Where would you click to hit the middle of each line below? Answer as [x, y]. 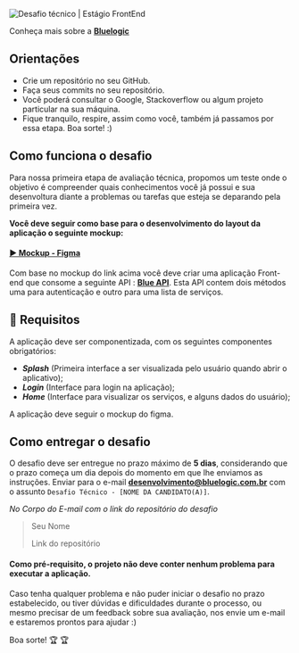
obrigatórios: [33, 351]
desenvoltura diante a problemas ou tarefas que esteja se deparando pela [145, 196]
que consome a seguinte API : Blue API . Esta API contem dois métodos [156, 282]
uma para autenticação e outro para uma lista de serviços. [116, 292]
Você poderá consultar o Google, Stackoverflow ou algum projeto [142, 99]
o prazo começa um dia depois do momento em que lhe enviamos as [136, 473]
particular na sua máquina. [71, 109]
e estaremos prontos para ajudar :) [73, 622]
